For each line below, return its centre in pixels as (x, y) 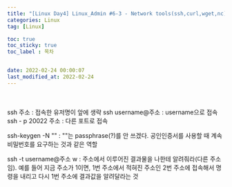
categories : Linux (33, 20)
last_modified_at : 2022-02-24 (51, 77)
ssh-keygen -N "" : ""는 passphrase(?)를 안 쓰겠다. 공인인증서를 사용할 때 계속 (115, 135)
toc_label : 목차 (30, 52)
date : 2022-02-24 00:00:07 (46, 71)
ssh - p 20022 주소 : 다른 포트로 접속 (58, 121)
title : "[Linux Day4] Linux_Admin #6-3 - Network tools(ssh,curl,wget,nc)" (118, 14)
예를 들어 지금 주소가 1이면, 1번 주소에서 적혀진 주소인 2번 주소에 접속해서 (116, 168)
